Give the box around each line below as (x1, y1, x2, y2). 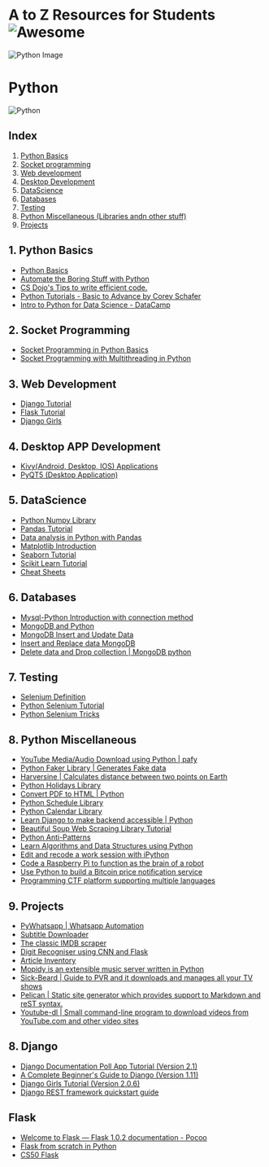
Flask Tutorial (20, 407, 66, 417)
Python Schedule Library (20, 798, 104, 808)
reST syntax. (20, 999, 63, 1008)
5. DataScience (8, 494, 87, 507)
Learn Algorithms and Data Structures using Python (20, 841, 193, 851)
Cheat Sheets (20, 567, 67, 577)
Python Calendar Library (20, 806, 103, 816)
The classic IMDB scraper (20, 938, 107, 948)
